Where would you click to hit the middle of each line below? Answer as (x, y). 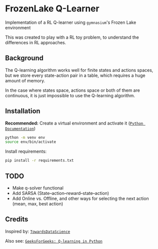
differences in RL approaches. (36, 42)
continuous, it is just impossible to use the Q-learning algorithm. (70, 95)
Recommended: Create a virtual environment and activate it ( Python (74, 123)
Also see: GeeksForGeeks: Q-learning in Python (54, 241)
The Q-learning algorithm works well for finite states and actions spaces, (79, 70)
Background (24, 58)
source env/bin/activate (31, 142)
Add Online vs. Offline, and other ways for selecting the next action (80, 198)
